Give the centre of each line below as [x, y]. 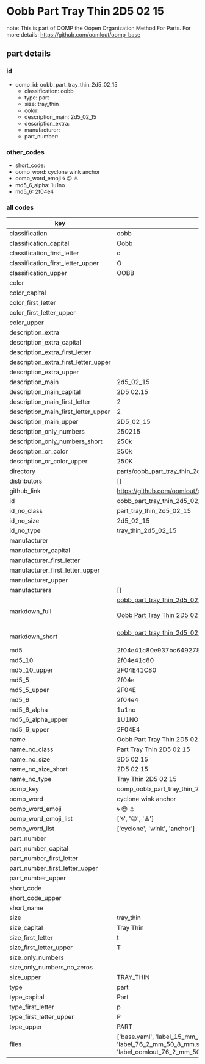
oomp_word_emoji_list [41, 819]
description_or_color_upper [49, 462]
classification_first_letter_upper [54, 263]
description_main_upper [44, 422]
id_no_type [25, 530]
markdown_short [34, 637]
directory [22, 471]
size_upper [25, 977]
